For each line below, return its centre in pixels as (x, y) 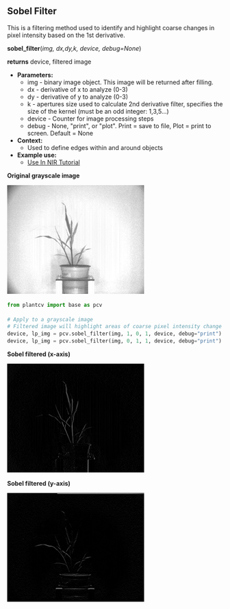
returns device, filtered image (49, 62)
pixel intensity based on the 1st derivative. (66, 35)
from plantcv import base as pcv (55, 305)
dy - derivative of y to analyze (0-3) (78, 97)
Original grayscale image (43, 175)
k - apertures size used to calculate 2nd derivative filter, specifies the (125, 104)
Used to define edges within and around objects (95, 147)
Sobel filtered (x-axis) (39, 354)
